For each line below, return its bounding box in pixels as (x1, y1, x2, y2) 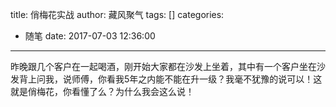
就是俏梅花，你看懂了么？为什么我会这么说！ (10, 86, 195, 97)
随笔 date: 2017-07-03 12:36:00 (24, 30, 156, 42)
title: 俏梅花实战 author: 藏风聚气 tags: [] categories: (10, 9, 225, 20)
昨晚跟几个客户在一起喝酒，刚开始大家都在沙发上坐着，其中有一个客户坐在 (10, 61, 317, 72)
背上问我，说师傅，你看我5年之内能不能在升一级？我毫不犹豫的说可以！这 (18, 73, 323, 85)
